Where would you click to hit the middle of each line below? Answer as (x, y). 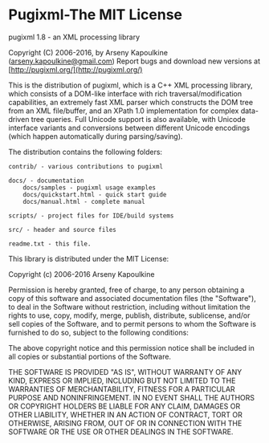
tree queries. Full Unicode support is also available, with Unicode (139, 119)
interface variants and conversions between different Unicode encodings (129, 128)
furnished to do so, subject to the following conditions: (98, 332)
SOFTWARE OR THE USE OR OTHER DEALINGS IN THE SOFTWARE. (121, 432)
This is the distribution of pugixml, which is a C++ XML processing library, (130, 85)
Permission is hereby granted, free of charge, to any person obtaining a (126, 290)
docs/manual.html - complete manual (84, 201)
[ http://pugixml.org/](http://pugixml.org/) (75, 69)
